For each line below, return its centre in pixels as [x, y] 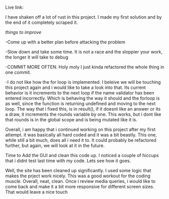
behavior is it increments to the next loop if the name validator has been [80, 93]
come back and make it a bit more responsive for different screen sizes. [80, 187]
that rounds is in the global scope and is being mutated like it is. [71, 120]
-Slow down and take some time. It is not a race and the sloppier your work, [84, 52]
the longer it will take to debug [37, 57]
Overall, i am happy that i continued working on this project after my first [80, 129]
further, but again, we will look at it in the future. [55, 145]
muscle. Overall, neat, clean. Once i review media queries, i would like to [80, 181]
